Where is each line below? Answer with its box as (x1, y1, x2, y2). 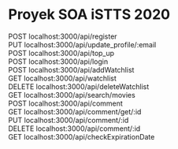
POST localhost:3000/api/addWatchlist (8, 65, 135, 74)
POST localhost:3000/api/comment (8, 99, 124, 108)
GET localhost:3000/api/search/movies (8, 90, 135, 99)
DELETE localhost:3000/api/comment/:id (8, 124, 141, 133)
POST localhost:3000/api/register (8, 32, 117, 41)
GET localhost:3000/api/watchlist (8, 73, 117, 83)
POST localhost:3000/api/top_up (8, 48, 115, 58)
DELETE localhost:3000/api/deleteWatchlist (8, 81, 150, 91)
